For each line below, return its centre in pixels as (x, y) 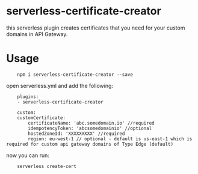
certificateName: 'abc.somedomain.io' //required (91, 123)
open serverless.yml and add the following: (60, 85)
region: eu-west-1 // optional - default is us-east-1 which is (110, 139)
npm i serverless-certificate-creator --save (75, 74)
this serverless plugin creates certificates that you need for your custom (96, 28)
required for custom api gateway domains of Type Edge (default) (90, 144)
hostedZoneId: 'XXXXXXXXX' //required (76, 134)
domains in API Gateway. (37, 34)
